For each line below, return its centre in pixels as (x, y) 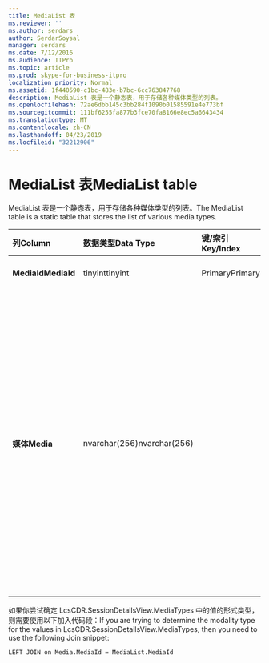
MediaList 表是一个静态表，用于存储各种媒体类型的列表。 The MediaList (126, 208)
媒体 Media (33, 444)
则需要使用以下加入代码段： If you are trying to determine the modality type (132, 621)
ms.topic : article (39, 68)
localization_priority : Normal (60, 82)
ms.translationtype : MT (48, 120)
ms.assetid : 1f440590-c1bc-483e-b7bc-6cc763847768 (94, 90)
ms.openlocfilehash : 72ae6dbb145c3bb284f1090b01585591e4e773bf (116, 105)
